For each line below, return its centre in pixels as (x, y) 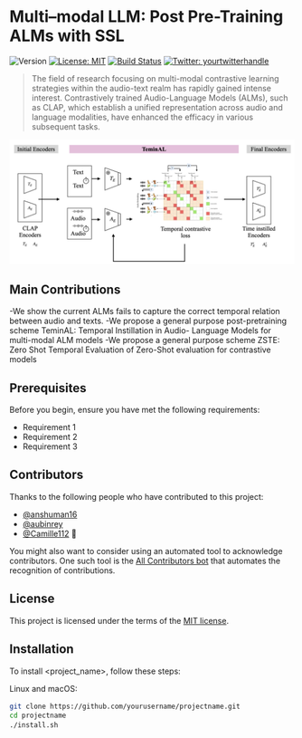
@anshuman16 (50, 514)
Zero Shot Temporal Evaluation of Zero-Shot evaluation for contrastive (140, 350)
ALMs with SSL (67, 36)
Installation (42, 649)
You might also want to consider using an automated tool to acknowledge (146, 551)
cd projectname (38, 716)
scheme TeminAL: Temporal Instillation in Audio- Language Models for (140, 331)
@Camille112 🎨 (49, 533)
